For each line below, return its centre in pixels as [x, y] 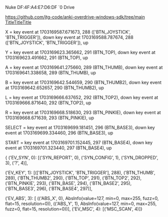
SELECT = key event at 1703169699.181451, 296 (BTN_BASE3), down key [80, 128]
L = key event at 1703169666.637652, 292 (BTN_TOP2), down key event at [82, 97]
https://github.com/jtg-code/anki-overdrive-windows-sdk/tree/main [75, 17]
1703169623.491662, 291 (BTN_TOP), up [47, 58]
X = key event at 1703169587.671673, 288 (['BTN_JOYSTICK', [68, 32]
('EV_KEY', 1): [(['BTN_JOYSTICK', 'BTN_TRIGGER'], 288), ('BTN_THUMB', [80, 173]
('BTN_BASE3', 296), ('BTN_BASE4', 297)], [49, 188]
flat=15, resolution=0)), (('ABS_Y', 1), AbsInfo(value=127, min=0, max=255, [81, 203]
